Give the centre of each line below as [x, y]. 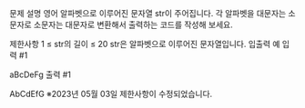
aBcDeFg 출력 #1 [40, 74]
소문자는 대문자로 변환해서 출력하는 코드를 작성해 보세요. [133, 25]
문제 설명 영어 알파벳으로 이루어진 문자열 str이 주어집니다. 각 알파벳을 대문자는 [148, 13]
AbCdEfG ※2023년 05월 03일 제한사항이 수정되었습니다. [111, 94]
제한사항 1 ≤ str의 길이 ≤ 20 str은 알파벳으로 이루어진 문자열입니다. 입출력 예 [145, 44]
